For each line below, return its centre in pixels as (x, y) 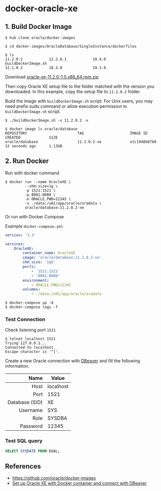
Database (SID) (25, 402)
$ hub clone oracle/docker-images (40, 38)
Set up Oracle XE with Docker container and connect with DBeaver (79, 483)
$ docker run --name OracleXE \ (38, 182)
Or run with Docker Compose (34, 216)
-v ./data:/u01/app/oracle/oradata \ (63, 203)
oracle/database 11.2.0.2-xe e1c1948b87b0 (81, 142)
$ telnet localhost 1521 (30, 339)
